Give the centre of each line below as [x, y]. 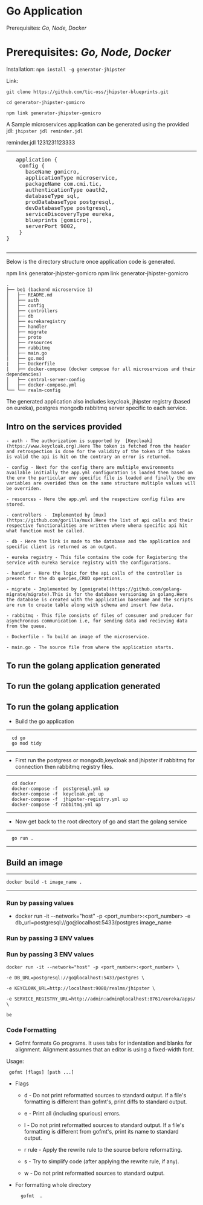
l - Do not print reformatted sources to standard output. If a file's [104, 1125]
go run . [23, 838]
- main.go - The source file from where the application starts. [90, 647]
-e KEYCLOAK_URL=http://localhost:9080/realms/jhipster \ [81, 988]
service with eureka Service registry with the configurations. [89, 563]
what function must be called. [46, 531]
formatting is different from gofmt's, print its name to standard [101, 1131]
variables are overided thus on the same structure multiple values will [101, 483]
